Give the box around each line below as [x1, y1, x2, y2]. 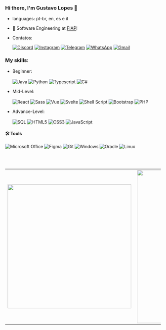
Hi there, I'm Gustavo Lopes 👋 [5, 4, 78, 11]
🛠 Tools [5, 131, 22, 137]
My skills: [5, 57, 29, 64]
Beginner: [12, 68, 33, 74]
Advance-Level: [12, 109, 45, 114]
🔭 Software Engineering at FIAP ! [12, 25, 78, 31]
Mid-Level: [12, 88, 35, 94]
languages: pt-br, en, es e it [12, 16, 69, 22]
